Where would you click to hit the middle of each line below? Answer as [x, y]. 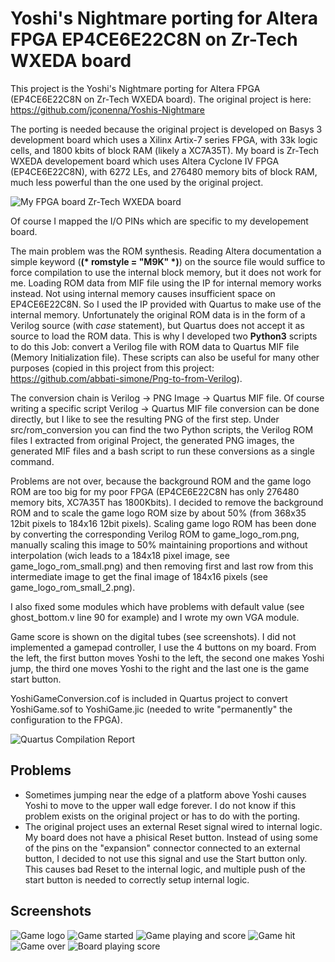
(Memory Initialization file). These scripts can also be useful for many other [165, 357]
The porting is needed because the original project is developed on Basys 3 [166, 129]
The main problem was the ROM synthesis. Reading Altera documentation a [166, 251]
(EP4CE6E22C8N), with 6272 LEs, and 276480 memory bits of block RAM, [164, 171]
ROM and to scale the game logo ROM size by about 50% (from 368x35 [158, 513]
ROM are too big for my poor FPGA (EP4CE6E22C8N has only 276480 [155, 491]
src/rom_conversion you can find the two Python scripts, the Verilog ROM [162, 429]
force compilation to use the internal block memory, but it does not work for [166, 272]
